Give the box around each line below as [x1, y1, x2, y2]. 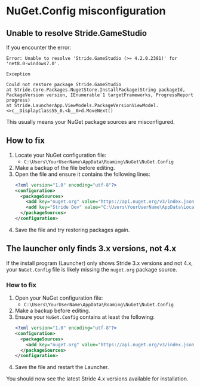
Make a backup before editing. [14, 307, 91, 315]
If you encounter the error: [6, 44, 72, 51]
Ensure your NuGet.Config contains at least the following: [14, 313, 155, 321]
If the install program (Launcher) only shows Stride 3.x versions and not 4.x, [6, 259, 193, 267]
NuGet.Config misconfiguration [6, 4, 166, 18]
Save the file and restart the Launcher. [14, 364, 109, 371]
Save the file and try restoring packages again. [14, 226, 130, 233]
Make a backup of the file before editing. [14, 164, 115, 171]
